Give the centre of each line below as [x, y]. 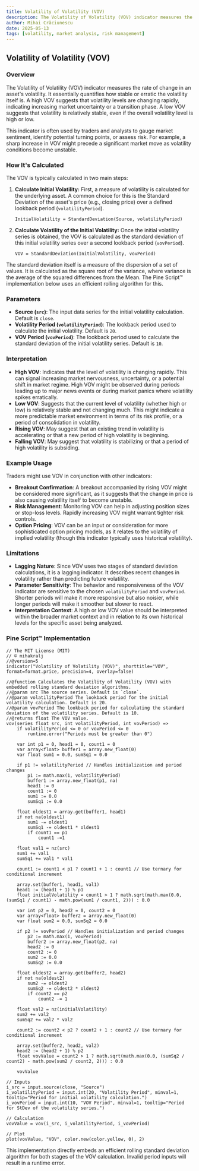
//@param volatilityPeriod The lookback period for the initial [87, 697]
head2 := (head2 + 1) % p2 [50, 1051]
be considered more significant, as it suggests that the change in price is [104, 494]
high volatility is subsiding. [47, 447]
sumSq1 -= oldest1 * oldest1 [64, 827]
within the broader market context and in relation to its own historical [99, 617]
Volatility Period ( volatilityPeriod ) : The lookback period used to [95, 325]
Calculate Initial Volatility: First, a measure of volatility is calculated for [102, 189]
